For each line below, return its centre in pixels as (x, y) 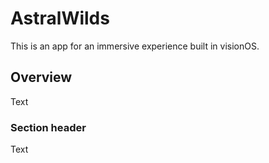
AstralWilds (60, 18)
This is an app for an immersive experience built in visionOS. (135, 46)
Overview (41, 77)
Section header (48, 127)
